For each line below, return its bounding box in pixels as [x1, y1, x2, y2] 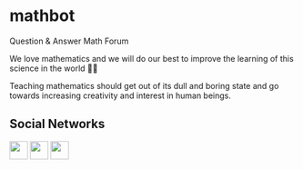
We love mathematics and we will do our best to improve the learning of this [9, 53, 294, 64]
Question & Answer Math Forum [9, 35, 129, 46]
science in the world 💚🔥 [9, 63, 98, 74]
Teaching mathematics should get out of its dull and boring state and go [9, 80, 279, 91]
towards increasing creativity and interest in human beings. [9, 90, 232, 101]
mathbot [9, 5, 76, 26]
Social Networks [9, 116, 106, 132]
